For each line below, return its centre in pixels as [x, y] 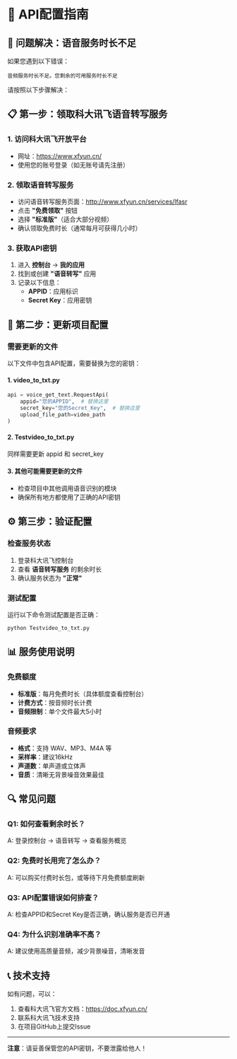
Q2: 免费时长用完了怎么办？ [54, 861]
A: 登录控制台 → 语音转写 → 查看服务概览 [67, 841]
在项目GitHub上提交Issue [54, 1026]
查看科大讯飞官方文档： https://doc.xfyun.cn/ [83, 1009]
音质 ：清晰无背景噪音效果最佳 [61, 774]
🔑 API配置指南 [48, 14]
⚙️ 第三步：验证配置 [50, 521]
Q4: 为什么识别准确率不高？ [55, 934]
